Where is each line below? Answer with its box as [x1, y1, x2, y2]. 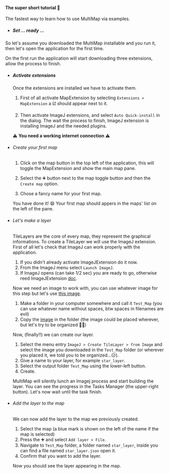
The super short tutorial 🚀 [5, 5, 61, 11]
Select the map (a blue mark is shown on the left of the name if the [20, 425, 159, 432]
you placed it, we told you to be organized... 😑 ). [20, 352, 119, 358]
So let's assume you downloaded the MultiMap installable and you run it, [5, 40, 156, 46]
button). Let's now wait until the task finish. [12, 389, 102, 395]
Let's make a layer [12, 217, 51, 223]
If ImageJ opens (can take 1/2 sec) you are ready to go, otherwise [20, 270, 157, 276]
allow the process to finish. [5, 61, 62, 67]
